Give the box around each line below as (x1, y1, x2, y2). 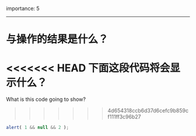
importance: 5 (6, 5, 40, 12)
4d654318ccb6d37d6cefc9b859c (107, 107, 188, 114)
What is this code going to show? (6, 96, 86, 103)
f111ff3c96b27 (107, 113, 141, 120)
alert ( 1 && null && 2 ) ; (6, 125, 69, 131)
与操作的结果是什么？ (6, 33, 109, 46)
